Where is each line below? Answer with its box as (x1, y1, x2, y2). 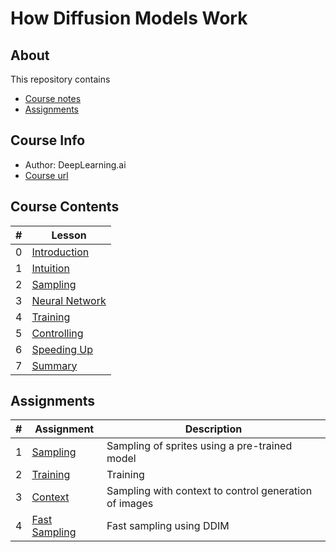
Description (184, 422, 243, 436)
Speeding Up (31, 342, 94, 356)
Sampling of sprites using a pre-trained (106, 439, 293, 453)
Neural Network (31, 293, 107, 307)
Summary (31, 358, 78, 372)
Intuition (31, 261, 70, 275)
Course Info (10, 132, 86, 149)
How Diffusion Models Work (10, 7, 248, 30)
